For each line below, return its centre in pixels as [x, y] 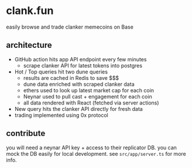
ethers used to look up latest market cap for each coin [88, 90]
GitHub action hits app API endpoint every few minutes [80, 59]
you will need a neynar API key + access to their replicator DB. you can [92, 148]
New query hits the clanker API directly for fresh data [79, 108]
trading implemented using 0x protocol [61, 115]
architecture [29, 45]
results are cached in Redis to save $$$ [71, 78]
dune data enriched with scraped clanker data [79, 84]
